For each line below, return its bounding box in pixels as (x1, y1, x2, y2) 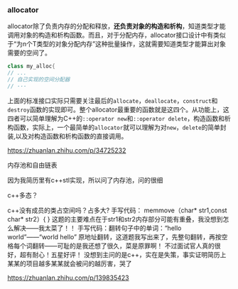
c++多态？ (7, 190, 38, 200)
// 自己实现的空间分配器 (7, 76, 70, 83)
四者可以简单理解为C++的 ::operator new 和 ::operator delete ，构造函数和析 (7, 114, 231, 122)
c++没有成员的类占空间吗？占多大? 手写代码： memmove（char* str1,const (7, 206, 227, 214)
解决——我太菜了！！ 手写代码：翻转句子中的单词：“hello (13, 224, 182, 232)
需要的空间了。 (7, 48, 51, 58)
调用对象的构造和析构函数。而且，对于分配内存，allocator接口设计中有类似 (7, 31, 226, 40)
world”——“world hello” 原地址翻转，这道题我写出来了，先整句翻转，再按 (7, 232, 222, 241)
